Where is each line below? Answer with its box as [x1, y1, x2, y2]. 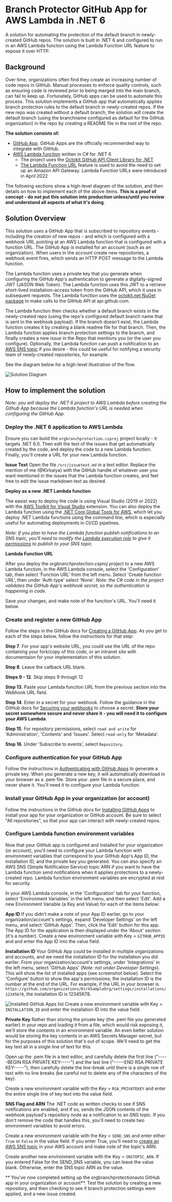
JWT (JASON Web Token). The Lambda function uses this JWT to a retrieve [5, 281, 166, 287]
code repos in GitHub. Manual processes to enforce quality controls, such [5, 82, 162, 88]
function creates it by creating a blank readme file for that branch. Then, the [5, 324, 166, 330]
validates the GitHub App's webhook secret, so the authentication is [5, 582, 150, 588]
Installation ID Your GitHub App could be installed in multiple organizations [5, 948, 164, 954]
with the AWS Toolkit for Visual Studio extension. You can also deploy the [5, 503, 161, 509]
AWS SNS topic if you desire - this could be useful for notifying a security [5, 346, 161, 352]
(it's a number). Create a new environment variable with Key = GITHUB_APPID [5, 933, 165, 939]
